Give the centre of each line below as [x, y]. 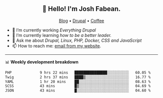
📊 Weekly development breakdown [42, 62]
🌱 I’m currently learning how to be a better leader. [62, 35]
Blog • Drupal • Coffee [81, 20]
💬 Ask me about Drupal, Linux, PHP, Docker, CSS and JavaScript [77, 40]
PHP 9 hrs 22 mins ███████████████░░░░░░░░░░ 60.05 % [78, 73]
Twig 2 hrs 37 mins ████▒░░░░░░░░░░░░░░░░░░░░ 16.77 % [78, 77]
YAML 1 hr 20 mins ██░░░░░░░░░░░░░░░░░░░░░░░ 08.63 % [78, 82]
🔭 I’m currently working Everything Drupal [54, 30]
